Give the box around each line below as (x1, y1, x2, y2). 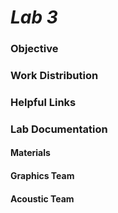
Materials (10, 147, 51, 159)
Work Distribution (10, 69, 99, 83)
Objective (10, 42, 59, 56)
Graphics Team (10, 170, 75, 182)
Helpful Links (10, 95, 77, 109)
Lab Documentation (10, 122, 108, 136)
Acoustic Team (10, 192, 75, 205)
